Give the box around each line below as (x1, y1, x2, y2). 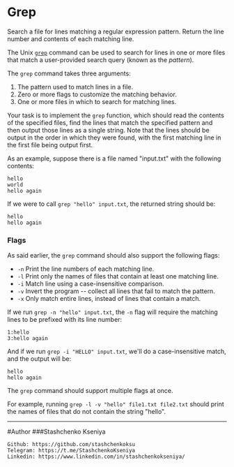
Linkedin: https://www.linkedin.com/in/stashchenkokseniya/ (7, 453, 186, 461)
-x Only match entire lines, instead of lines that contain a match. (17, 295, 201, 303)
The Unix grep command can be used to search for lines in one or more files (7, 48, 226, 57)
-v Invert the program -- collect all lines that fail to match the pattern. (17, 287, 216, 295)
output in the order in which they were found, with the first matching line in (7, 133, 221, 142)
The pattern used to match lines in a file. (17, 82, 134, 91)
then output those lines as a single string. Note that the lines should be (7, 126, 210, 134)
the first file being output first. (7, 140, 93, 149)
